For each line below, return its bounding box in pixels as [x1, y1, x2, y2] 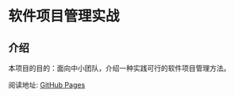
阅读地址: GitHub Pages [8, 80, 86, 89]
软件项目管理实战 [8, 7, 121, 25]
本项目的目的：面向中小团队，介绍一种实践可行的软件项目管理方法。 [8, 64, 231, 73]
